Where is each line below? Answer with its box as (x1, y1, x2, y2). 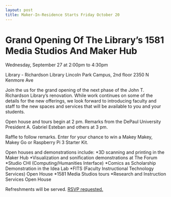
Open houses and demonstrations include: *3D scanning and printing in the (5, 149, 165, 156)
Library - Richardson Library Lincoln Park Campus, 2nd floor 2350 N (5, 72, 149, 78)
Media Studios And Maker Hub (5, 45, 137, 57)
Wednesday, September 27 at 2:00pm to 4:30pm (5, 62, 108, 68)
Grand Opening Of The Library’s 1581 (5, 34, 164, 46)
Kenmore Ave (5, 77, 34, 83)
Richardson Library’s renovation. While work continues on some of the (5, 92, 153, 98)
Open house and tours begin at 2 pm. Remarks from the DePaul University (5, 118, 161, 125)
